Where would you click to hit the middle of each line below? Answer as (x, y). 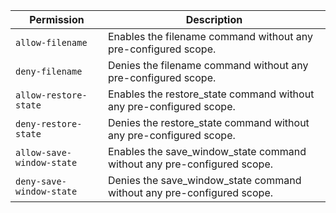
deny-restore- (49, 124)
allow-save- (44, 152)
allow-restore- (51, 95)
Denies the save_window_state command (204, 180)
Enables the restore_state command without (211, 94)
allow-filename (51, 42)
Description (214, 19)
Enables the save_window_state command (207, 151)
